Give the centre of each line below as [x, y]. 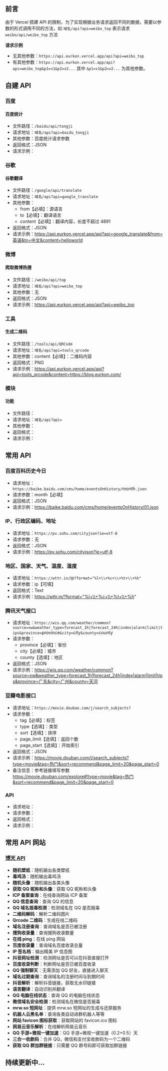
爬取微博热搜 [18, 267]
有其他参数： [25, 62]
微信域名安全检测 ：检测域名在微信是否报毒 [56, 1001]
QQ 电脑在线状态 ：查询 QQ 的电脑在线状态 [56, 995]
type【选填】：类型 [39, 726]
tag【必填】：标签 [37, 720]
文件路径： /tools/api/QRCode [42, 343]
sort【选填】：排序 [38, 733]
